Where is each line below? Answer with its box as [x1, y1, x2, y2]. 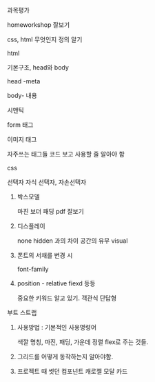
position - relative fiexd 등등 [17, 279, 96, 288]
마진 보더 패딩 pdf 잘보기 [17, 208, 84, 215]
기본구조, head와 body [7, 63, 69, 71]
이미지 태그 [7, 135, 37, 143]
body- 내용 [7, 92, 38, 99]
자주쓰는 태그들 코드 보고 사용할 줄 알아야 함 [7, 150, 125, 158]
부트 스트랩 [7, 309, 37, 316]
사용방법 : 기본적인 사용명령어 [17, 323, 97, 331]
